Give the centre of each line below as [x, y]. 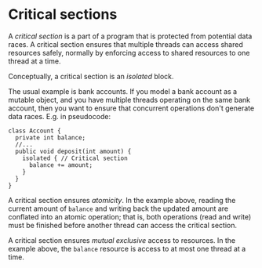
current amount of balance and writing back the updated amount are [118, 208]
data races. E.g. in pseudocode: [60, 116]
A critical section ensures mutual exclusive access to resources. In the [122, 240]
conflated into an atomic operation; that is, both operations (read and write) [130, 216]
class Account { [35, 131]
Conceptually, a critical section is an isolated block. [91, 76]
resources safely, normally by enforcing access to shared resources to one [129, 53]
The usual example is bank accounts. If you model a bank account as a [123, 91]
